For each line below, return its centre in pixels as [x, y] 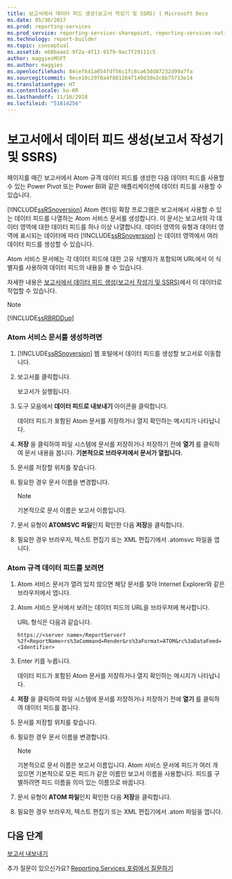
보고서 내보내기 [28, 853]
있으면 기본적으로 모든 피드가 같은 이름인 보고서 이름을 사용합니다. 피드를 [115, 774]
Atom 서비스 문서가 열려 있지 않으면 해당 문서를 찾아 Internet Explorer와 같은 [121, 584]
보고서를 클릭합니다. [44, 377]
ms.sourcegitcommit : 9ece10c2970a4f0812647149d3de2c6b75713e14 [100, 78]
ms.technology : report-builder [52, 39]
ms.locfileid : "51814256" [44, 104]
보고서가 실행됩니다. [44, 392]
